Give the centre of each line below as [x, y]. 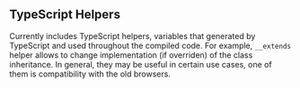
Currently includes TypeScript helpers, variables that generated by [132, 36]
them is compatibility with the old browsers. [90, 74]
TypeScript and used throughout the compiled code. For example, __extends [150, 45]
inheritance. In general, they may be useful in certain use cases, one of [141, 64]
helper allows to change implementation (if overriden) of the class [131, 55]
